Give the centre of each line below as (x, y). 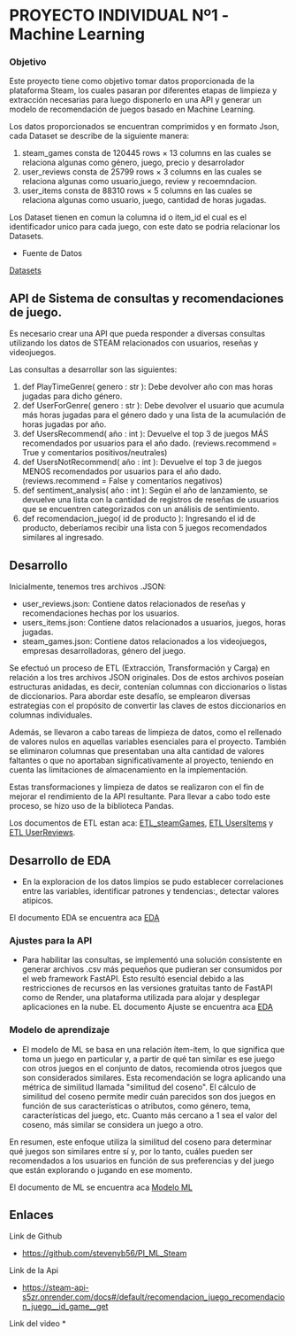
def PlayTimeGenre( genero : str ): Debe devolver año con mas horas (148, 387)
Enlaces (32, 1215)
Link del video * (38, 1324)
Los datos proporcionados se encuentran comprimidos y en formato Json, (144, 127)
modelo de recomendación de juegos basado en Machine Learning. (133, 109)
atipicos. (38, 900)
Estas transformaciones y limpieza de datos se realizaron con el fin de (137, 787)
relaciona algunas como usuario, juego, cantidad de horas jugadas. (144, 200)
